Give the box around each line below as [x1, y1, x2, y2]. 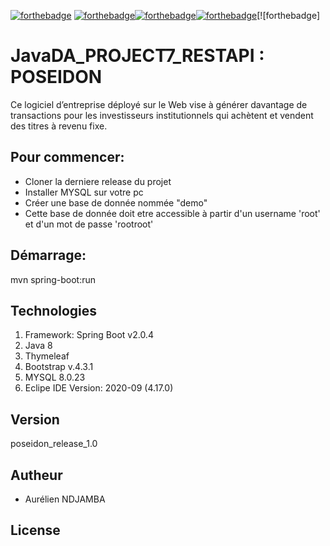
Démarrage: [10, 247, 87, 264]
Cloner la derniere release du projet [24, 175, 172, 187]
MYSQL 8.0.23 [24, 371, 86, 384]
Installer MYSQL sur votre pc [24, 186, 144, 198]
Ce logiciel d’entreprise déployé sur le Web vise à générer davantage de [10, 98, 308, 110]
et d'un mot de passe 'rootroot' [24, 218, 154, 230]
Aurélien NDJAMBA [24, 493, 106, 505]
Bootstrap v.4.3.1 [24, 361, 94, 373]
